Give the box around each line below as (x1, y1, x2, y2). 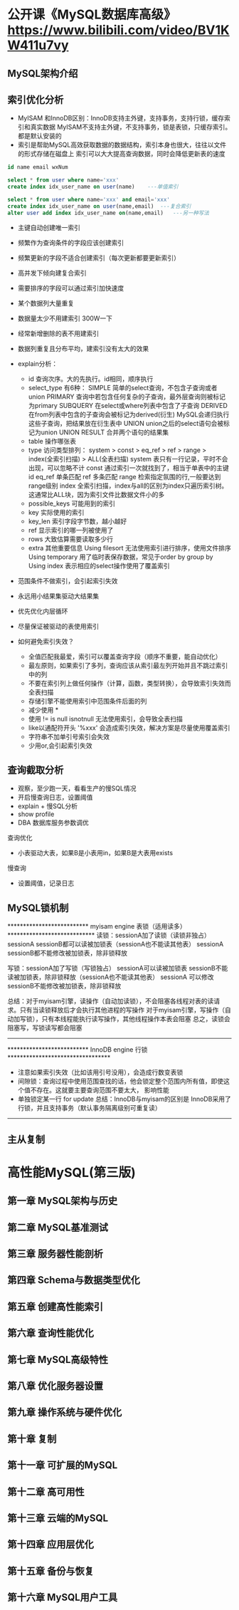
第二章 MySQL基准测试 (7, 1221, 109, 1233)
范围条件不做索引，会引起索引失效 (17, 576, 118, 585)
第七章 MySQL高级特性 (7, 1354, 109, 1366)
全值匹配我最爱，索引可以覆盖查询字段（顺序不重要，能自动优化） (28, 652, 222, 661)
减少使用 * (28, 706, 59, 714)
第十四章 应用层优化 (7, 1539, 94, 1551)
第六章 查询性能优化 (7, 1327, 94, 1339)
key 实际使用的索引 (28, 508, 85, 516)
